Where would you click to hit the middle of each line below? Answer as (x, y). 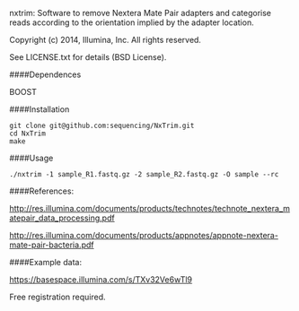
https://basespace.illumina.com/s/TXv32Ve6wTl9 (101, 280)
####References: (42, 191)
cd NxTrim (28, 134)
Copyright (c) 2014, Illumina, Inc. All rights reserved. (106, 40)
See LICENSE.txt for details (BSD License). (88, 57)
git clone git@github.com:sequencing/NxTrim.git (102, 125)
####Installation (40, 109)
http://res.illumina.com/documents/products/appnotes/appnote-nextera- (144, 235)
